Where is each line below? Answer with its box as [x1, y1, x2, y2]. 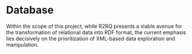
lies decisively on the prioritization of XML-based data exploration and [6, 35, 176, 42]
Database [6, 3, 54, 17]
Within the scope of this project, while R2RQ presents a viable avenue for [6, 23, 183, 30]
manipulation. [6, 41, 39, 48]
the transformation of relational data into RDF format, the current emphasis [6, 28, 186, 35]
